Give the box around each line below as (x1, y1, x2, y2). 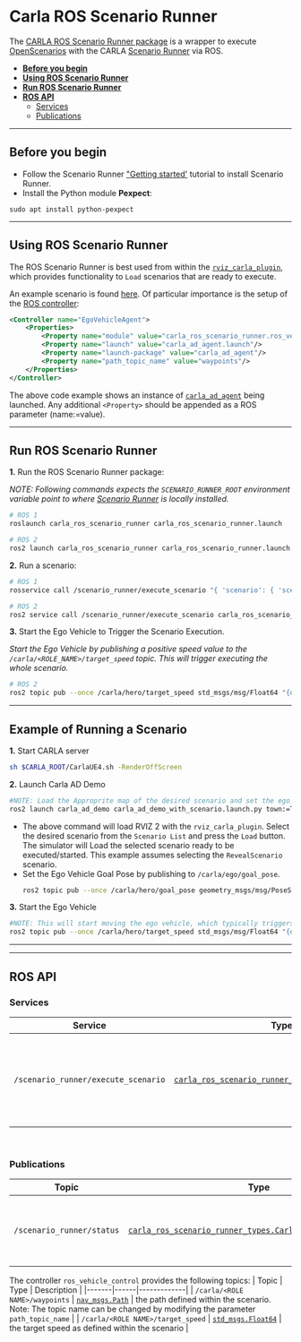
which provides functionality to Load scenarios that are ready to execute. (9, 271, 277, 281)
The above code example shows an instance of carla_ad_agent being (9, 390, 265, 400)
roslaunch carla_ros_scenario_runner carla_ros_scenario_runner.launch (9, 520, 282, 529)
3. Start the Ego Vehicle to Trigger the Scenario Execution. (9, 626, 225, 637)
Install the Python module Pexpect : (21, 187, 152, 198)
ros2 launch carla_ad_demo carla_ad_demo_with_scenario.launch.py (9, 804, 262, 813)
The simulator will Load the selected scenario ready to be (21, 839, 235, 850)
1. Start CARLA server (9, 745, 90, 756)
